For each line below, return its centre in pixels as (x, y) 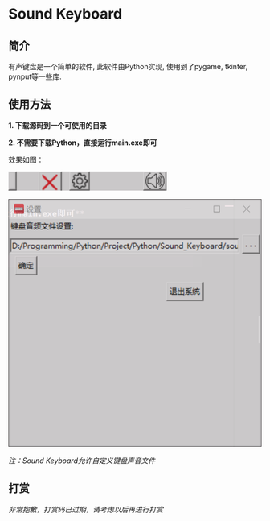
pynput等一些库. (35, 76)
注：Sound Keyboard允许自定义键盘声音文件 (82, 461)
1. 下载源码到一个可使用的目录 (57, 125)
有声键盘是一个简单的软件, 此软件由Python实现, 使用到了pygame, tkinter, (128, 66)
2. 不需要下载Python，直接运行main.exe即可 (83, 143)
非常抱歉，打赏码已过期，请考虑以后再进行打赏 (86, 509)
